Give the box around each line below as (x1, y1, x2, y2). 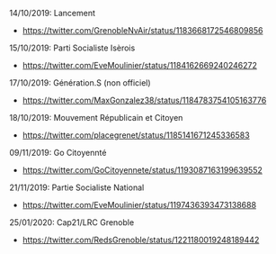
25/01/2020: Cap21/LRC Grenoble (9, 217, 135, 228)
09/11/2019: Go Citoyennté (9, 148, 107, 158)
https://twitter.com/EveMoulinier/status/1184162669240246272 (22, 60, 258, 70)
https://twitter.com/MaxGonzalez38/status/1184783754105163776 (22, 95, 267, 105)
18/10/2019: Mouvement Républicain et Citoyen (9, 113, 183, 122)
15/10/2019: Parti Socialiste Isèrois (9, 42, 136, 53)
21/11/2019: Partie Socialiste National (9, 182, 145, 193)
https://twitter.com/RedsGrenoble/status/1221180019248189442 (22, 234, 260, 245)
